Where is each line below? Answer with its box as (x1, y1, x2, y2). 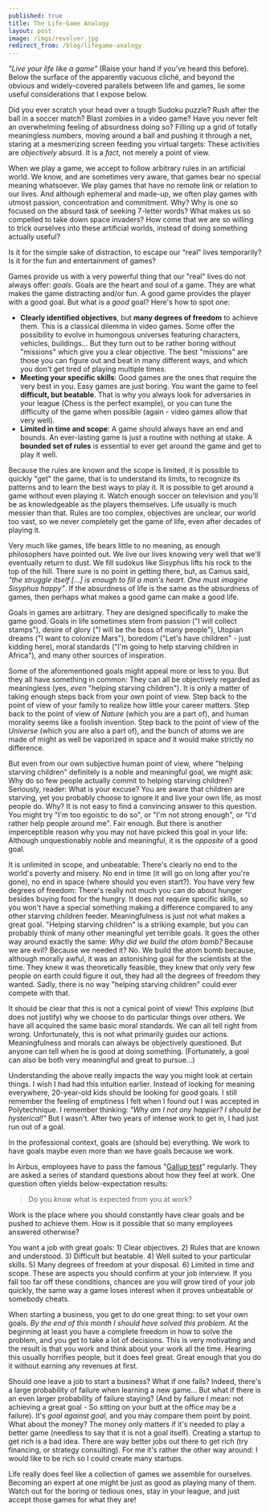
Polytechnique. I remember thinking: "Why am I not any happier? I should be (8, 1105, 262, 1115)
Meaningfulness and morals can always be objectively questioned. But (8, 1038, 243, 1047)
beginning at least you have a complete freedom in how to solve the (8, 1327, 233, 1336)
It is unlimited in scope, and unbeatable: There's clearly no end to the (8, 860, 238, 870)
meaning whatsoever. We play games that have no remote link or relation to (8, 180, 258, 190)
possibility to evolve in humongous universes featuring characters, (19, 330, 241, 340)
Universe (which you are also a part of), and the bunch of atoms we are (8, 726, 245, 736)
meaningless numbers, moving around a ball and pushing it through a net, (8, 130, 252, 141)
